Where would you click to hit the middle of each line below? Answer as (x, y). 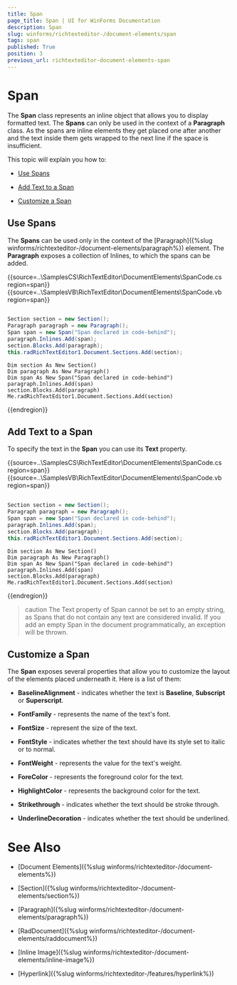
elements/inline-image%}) (56, 960)
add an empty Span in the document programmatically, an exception (125, 625)
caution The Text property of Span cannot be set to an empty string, (125, 609)
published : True (31, 47)
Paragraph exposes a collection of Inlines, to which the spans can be (109, 255)
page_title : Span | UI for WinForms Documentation (84, 21)
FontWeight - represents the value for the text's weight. (100, 763)
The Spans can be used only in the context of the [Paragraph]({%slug (110, 240)
